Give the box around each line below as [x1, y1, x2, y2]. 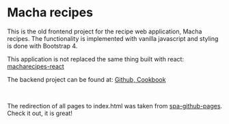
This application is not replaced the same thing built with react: [7, 55, 185, 63]
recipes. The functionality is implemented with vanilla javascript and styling [7, 34, 219, 42]
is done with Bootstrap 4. [7, 42, 78, 50]
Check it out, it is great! [7, 109, 73, 117]
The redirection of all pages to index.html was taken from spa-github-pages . [7, 102, 223, 110]
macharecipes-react [7, 62, 65, 70]
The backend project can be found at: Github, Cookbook [7, 75, 166, 83]
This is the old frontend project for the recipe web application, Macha [7, 27, 202, 35]
